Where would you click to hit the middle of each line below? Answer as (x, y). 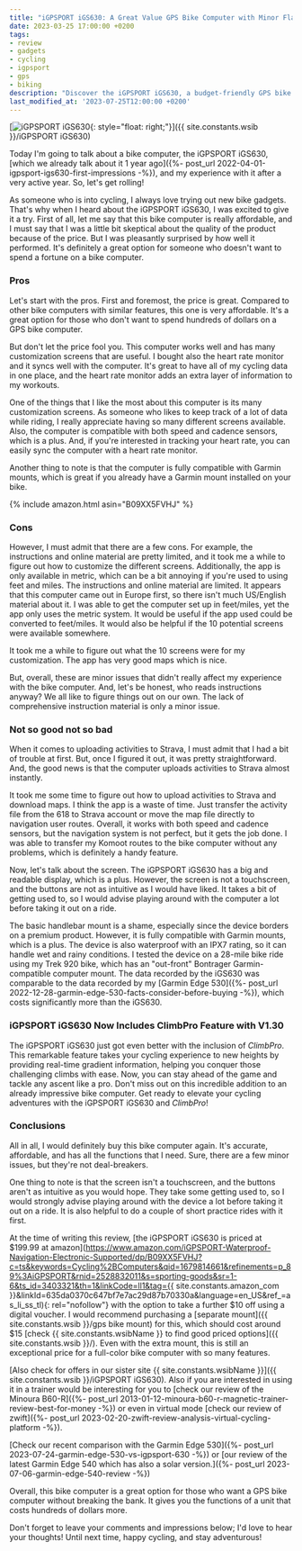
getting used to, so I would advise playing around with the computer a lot (144, 899)
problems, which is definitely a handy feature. (94, 852)
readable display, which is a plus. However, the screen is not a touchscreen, (150, 879)
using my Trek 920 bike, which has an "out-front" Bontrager (120, 964)
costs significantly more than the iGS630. (86, 1002)
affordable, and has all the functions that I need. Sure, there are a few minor (149, 1155)
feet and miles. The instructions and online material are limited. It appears (145, 585)
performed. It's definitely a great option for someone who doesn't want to (146, 248)
